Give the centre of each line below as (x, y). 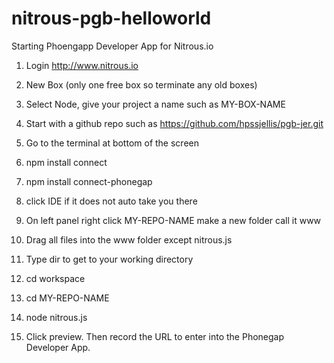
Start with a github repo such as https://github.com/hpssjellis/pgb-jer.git (174, 123)
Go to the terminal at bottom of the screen (112, 143)
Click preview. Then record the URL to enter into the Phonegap (155, 336)
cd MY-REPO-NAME (67, 298)
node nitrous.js (56, 317)
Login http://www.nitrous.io (82, 65)
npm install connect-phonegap (89, 181)
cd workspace (55, 278)
